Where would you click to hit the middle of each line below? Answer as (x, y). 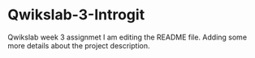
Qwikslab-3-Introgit (76, 15)
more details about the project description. (79, 45)
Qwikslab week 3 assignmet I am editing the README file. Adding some (127, 37)
